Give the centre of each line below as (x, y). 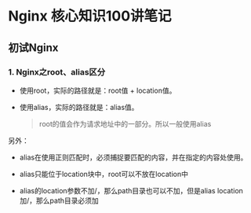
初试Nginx (33, 48)
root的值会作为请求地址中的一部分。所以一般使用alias (125, 123)
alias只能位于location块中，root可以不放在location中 (104, 174)
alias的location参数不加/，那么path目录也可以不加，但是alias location (131, 190)
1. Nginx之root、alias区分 (57, 72)
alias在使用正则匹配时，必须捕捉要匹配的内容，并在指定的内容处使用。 (133, 157)
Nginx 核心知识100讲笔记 (90, 16)
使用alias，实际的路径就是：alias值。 (79, 107)
